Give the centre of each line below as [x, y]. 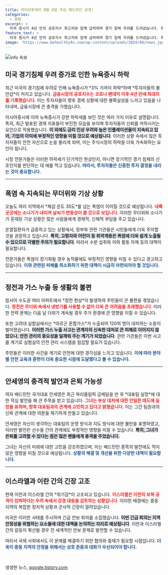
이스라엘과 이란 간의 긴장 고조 [48, 481]
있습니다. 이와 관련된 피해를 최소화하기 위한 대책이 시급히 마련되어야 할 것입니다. [82, 265]
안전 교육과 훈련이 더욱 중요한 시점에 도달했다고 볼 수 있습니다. [70, 359]
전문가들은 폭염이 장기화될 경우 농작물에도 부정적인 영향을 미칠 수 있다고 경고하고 [84, 259]
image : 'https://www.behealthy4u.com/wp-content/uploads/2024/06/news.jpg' [86, 43]
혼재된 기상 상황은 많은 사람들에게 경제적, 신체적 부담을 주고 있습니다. [77, 219]
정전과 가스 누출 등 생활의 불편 [48, 287]
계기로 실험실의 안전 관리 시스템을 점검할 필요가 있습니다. [66, 342]
